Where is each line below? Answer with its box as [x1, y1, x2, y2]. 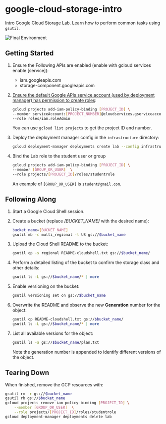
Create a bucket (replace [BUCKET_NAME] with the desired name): [12, 218, 150, 224]
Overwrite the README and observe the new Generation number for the [12, 302, 161, 308]
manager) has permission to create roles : [12, 97, 97, 103]
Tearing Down [5, 369, 50, 377]
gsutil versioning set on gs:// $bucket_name [12, 293, 106, 298]
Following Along [5, 195, 56, 204]
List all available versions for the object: [12, 330, 93, 336]
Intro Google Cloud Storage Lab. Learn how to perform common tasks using [5, 20, 160, 26]
